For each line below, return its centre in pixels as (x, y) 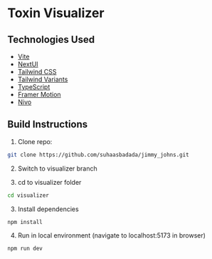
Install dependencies (48, 209)
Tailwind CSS (37, 72)
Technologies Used (51, 40)
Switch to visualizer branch (57, 168)
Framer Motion (39, 95)
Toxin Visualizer (56, 13)
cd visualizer (28, 195)
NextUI (28, 64)
